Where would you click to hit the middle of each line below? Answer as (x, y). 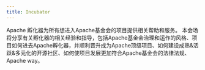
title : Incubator (28, 12)
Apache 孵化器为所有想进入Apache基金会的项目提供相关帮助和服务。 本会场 (102, 30)
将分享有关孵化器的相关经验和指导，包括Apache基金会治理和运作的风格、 (99, 38)
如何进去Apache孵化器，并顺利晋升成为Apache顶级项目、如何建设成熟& (102, 45)
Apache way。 (25, 60)
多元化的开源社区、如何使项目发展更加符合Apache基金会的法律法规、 (102, 53)
